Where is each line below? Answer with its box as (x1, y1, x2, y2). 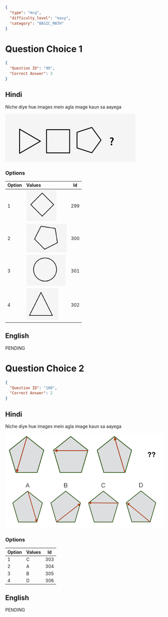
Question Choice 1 (5, 43, 83, 54)
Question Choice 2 (5, 363, 85, 374)
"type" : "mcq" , (10, 10, 42, 15)
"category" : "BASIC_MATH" (10, 21, 64, 26)
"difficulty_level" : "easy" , (10, 15, 71, 21)
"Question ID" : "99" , (10, 66, 55, 71)
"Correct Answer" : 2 (10, 390, 53, 396)
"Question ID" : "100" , (10, 385, 57, 390)
